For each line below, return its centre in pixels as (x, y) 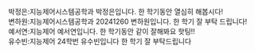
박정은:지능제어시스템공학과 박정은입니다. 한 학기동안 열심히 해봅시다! (116, 11)
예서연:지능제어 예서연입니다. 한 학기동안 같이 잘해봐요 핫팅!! (102, 31)
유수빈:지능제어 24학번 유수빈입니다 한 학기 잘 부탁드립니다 (100, 41)
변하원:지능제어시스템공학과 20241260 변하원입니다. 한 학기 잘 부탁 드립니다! (128, 21)
